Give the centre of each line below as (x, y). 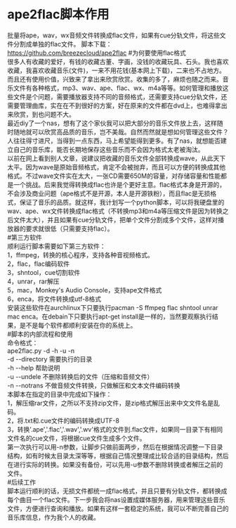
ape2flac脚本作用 (58, 14)
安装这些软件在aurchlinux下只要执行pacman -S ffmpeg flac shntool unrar (113, 307)
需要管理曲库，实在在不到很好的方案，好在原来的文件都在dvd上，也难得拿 (114, 105)
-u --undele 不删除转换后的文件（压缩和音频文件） (80, 376)
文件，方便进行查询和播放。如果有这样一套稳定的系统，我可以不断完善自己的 (118, 508)
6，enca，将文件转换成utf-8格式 (54, 299)
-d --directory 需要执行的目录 (50, 359)
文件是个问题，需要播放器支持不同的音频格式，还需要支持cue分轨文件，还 (120, 96)
